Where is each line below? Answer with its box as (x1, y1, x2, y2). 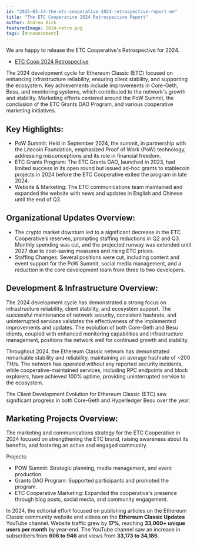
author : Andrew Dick (6, 19, 57, 25)
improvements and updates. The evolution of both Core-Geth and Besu (6, 324, 178, 331)
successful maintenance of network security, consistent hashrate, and (6, 311, 176, 318)
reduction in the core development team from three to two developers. (14, 266, 185, 273)
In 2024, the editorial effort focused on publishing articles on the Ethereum (6, 507, 187, 514)
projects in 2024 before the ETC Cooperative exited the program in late (14, 171, 187, 178)
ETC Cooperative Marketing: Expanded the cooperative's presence (14, 490, 178, 497)
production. (14, 471, 43, 478)
